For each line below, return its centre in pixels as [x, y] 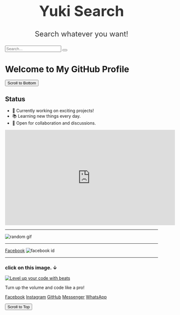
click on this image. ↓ [31, 268]
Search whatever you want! [82, 34]
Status [15, 99]
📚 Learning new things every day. [46, 116]
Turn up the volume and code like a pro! [45, 288]
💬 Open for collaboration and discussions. [54, 123]
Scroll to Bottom [22, 83]
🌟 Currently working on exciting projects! [53, 111]
